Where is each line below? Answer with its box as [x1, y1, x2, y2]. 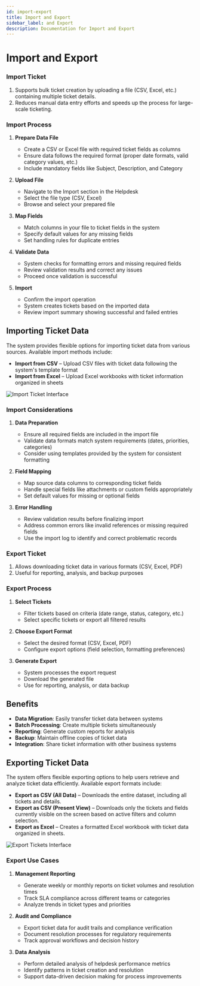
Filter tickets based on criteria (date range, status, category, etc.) [23, 610, 184, 617]
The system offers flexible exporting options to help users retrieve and [6, 774, 179, 781]
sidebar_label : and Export [6, 20, 73, 26]
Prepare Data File [14, 134, 59, 141]
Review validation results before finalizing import [23, 515, 144, 523]
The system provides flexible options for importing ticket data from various [6, 342, 190, 349]
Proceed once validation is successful [23, 273, 118, 280]
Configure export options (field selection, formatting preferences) [23, 646, 185, 653]
